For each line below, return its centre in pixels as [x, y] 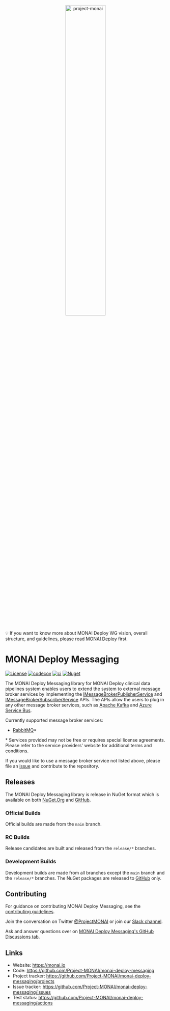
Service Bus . [19, 710]
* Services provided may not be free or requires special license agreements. [85, 740]
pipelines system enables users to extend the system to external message [83, 689]
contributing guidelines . [30, 912]
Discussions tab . [23, 937]
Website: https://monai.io [39, 965]
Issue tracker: [27, 987]
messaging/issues [32, 992]
